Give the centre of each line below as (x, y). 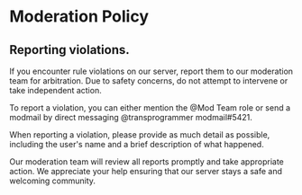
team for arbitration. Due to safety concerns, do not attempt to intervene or (149, 81)
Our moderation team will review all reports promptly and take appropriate (146, 162)
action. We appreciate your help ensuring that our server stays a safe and (146, 171)
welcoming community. (53, 181)
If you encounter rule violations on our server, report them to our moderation (151, 71)
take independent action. (55, 90)
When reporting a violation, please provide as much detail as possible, (140, 135)
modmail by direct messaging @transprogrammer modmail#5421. (131, 117)
